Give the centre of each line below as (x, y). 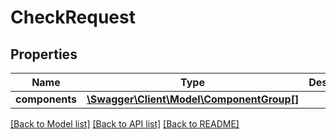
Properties (44, 54)
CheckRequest (73, 17)
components (46, 99)
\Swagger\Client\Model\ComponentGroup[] (193, 99)
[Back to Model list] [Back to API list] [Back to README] (125, 124)
